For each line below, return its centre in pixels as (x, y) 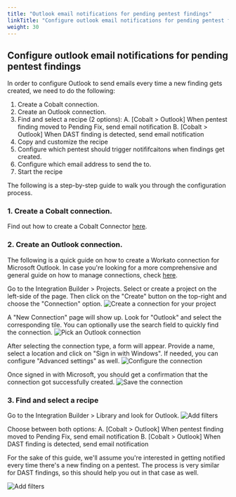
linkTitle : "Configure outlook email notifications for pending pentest (116, 20)
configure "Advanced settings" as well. (64, 360)
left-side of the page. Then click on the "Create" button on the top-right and (117, 296)
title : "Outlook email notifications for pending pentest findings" (110, 14)
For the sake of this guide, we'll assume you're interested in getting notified (116, 458)
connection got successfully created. (61, 382)
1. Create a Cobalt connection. (60, 211)
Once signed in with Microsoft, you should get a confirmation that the (108, 375)
